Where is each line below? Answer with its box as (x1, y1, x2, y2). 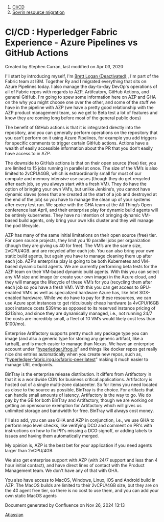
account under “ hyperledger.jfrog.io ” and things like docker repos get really (5, 346, 158, 352)
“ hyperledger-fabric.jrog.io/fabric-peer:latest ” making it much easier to (5, 356, 148, 362)
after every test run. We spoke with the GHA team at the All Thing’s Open (5, 201, 152, 208)
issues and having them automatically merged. (5, 433, 99, 439)
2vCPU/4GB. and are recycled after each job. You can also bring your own (5, 247, 155, 253)
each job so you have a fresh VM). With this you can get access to (5, 284, 139, 290)
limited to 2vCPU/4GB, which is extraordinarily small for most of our (5, 170, 141, 176)
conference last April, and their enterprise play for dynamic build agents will (5, 207, 158, 213)
